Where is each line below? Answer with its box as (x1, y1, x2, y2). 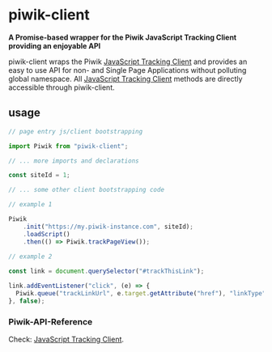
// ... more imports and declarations (8, 156, 139, 165)
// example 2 (8, 252, 53, 261)
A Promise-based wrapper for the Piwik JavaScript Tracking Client (8, 32, 237, 42)
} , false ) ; (8, 297, 45, 305)
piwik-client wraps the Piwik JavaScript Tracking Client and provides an (8, 57, 248, 66)
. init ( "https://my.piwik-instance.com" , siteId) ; (23, 223, 194, 231)
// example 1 (8, 201, 53, 209)
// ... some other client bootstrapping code (8, 186, 164, 194)
